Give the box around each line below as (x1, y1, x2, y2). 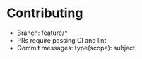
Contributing (6, 5, 83, 21)
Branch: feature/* (16, 28, 68, 37)
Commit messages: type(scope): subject (16, 43, 136, 52)
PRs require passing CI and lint (16, 36, 107, 44)
